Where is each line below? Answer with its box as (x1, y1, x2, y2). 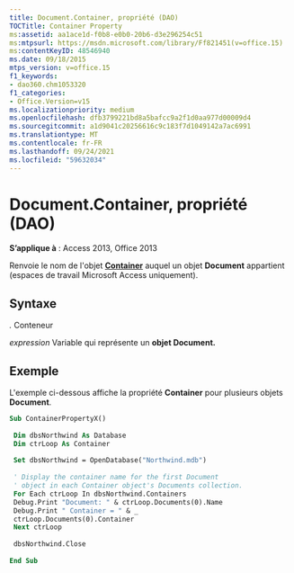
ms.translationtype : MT (9, 130, 99, 139)
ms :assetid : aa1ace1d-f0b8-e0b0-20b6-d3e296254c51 (9, 30, 203, 39)
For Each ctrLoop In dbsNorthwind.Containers (13, 489, 187, 498)
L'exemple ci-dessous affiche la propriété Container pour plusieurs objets (9, 388, 283, 398)
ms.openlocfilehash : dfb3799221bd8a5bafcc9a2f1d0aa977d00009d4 (9, 113, 252, 122)
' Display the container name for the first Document (13, 473, 219, 482)
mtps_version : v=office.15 (9, 64, 111, 73)
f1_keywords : (9, 72, 58, 81)
